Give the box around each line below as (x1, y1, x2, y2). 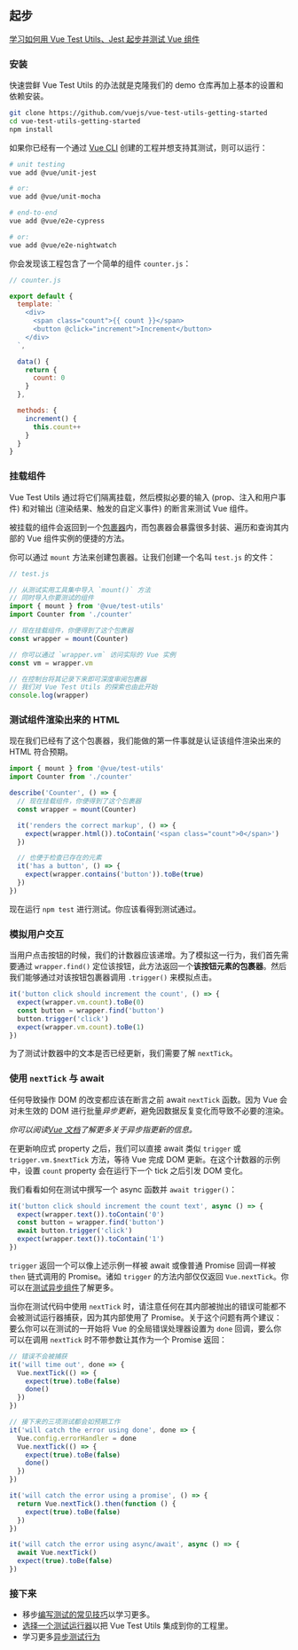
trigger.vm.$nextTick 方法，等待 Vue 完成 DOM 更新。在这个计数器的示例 (9, 1153, 281, 1164)
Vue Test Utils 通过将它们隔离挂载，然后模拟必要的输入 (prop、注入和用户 (9, 491, 278, 503)
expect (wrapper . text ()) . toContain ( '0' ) (17, 1209, 165, 1219)
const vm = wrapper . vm (9, 659, 93, 668)
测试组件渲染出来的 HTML (9, 714, 120, 726)
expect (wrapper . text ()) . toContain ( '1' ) (17, 1235, 165, 1244)
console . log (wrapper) (9, 691, 90, 700)
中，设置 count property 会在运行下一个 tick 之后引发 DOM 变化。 (9, 1165, 248, 1176)
